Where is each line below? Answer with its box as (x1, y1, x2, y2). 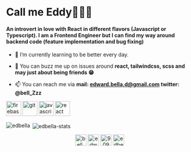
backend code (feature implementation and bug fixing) (6, 38, 144, 45)
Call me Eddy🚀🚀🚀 (6, 5, 93, 19)
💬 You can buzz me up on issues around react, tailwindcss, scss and (14, 62, 185, 70)
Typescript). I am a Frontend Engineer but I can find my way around (6, 31, 175, 39)
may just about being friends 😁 (14, 69, 94, 76)
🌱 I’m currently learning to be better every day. (14, 51, 129, 58)
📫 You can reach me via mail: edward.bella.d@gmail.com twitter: (14, 81, 180, 88)
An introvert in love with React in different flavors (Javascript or (6, 25, 167, 32)
